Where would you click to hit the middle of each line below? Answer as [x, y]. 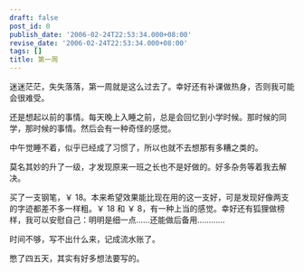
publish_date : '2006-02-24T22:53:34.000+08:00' [101, 34]
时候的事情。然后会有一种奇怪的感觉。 [104, 128]
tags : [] [26, 52]
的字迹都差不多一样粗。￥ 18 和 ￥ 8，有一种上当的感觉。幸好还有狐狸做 [143, 208]
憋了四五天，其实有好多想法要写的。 [77, 258]
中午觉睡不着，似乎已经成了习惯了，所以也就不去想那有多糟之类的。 [136, 147]
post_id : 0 [30, 26]
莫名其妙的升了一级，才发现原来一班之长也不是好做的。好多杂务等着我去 [144, 167]
